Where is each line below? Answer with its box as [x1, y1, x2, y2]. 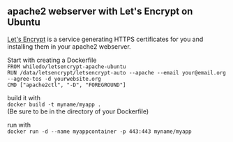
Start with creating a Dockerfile [7, 56, 97, 64]
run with [7, 120, 31, 129]
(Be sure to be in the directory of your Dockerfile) [7, 107, 149, 116]
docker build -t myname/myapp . [7, 101, 101, 108]
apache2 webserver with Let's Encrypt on [7, 6, 193, 17]
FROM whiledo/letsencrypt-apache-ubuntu [7, 63, 127, 70]
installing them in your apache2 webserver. [7, 42, 131, 51]
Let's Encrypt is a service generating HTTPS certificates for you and [7, 35, 204, 43]
